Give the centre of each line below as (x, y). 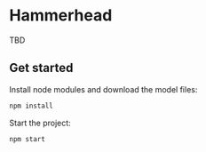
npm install (31, 106)
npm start (28, 139)
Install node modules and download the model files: (103, 89)
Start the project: (40, 123)
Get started (41, 68)
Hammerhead (61, 16)
